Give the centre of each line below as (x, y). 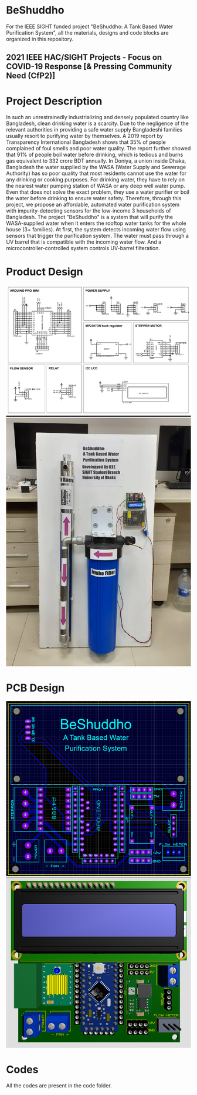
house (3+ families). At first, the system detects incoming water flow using (96, 230)
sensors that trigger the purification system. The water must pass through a (98, 236)
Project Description (54, 101)
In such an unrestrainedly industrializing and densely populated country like (98, 117)
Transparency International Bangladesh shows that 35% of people (86, 142)
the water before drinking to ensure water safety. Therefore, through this (94, 198)
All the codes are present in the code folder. (59, 1086)
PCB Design (35, 688)
